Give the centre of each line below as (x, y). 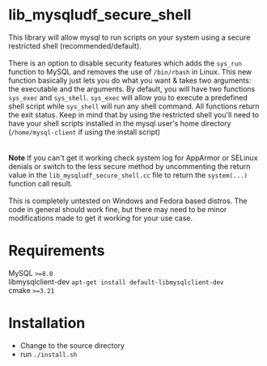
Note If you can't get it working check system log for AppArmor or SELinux (133, 157)
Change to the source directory (72, 345)
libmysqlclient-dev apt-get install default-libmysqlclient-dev (116, 282)
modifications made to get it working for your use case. (101, 218)
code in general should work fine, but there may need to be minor (118, 209)
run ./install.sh (49, 354)
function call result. (40, 183)
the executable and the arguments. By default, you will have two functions (132, 89)
